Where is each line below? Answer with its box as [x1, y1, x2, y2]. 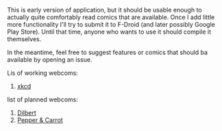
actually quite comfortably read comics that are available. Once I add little [7, 13, 215, 21]
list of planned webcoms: [7, 95, 79, 104]
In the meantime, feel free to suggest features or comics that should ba [7, 48, 208, 56]
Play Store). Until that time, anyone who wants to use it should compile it [7, 27, 211, 36]
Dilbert [16, 109, 36, 117]
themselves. [7, 35, 42, 43]
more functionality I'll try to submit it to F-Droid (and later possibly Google [7, 21, 216, 28]
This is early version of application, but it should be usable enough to [7, 6, 202, 14]
